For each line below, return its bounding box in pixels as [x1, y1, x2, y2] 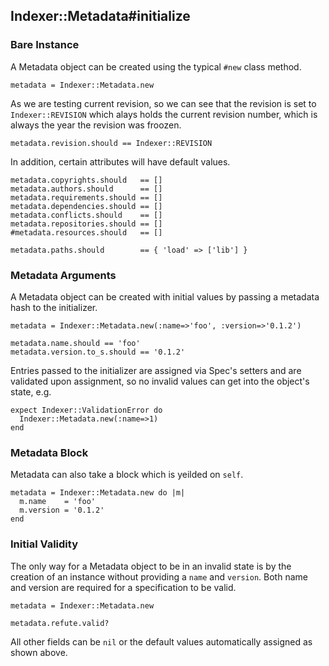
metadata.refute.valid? [10, 618, 110, 628]
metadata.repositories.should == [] [10, 219, 163, 229]
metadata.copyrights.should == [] [10, 175, 163, 185]
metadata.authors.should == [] [10, 184, 163, 194]
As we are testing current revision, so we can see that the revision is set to [10, 97, 317, 109]
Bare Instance [10, 38, 80, 52]
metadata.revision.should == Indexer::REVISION [10, 138, 213, 148]
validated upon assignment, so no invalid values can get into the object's [10, 375, 310, 387]
